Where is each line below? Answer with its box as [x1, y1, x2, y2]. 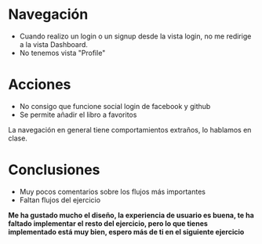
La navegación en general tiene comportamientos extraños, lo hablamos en [8, 125, 252, 134]
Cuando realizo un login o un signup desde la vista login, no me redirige [19, 31, 252, 41]
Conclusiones [8, 161, 100, 179]
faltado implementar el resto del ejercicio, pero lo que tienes [8, 218, 208, 228]
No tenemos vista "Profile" [19, 48, 106, 57]
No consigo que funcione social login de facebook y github [19, 101, 211, 111]
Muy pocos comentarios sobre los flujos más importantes [19, 187, 206, 196]
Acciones [8, 76, 71, 93]
